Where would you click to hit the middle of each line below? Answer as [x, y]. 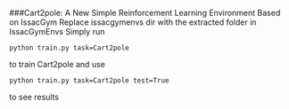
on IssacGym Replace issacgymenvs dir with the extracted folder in [133, 22]
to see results [34, 97]
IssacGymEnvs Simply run [57, 31]
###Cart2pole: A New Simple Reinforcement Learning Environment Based [145, 13]
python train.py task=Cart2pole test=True [89, 81]
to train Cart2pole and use [57, 64]
